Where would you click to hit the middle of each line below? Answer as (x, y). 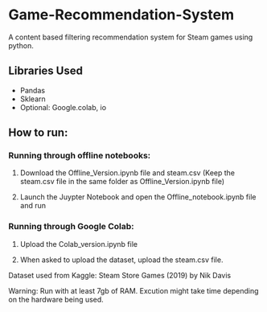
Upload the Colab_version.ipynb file (79, 244)
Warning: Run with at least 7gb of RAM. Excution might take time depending (133, 290)
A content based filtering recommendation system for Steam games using (131, 37)
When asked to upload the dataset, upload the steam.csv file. (121, 260)
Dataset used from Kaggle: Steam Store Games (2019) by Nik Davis (120, 275)
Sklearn (33, 99)
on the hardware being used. (56, 299)
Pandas (33, 90)
